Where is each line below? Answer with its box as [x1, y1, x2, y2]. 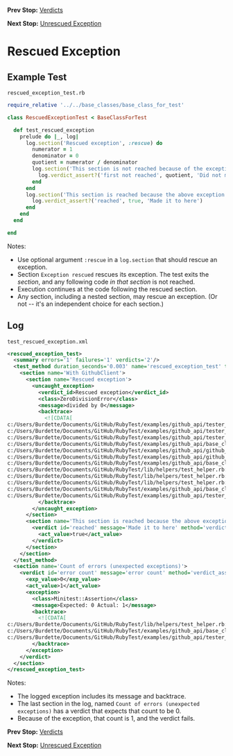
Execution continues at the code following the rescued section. [17, 284, 198, 293]
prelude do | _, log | [19, 133, 79, 140]
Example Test [7, 71, 67, 83]
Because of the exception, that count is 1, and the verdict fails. [17, 714, 196, 723]
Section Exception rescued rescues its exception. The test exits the [17, 270, 209, 278]
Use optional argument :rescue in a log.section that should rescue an [17, 255, 218, 264]
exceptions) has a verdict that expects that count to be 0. [17, 707, 182, 715]
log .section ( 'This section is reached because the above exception [25, 191, 225, 198]
